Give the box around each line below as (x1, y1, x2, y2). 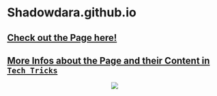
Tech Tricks (7, 65, 58, 76)
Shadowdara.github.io (7, 5, 136, 20)
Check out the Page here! (7, 32, 117, 44)
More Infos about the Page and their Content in (7, 54, 210, 66)
